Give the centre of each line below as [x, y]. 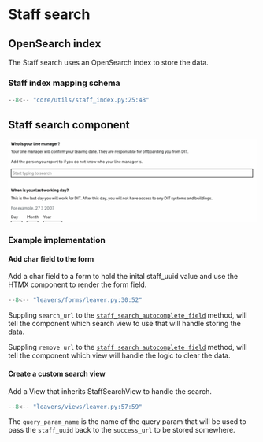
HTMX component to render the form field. [78, 284]
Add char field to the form [51, 258]
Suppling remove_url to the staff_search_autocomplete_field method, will [128, 347]
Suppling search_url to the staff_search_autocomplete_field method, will [128, 315]
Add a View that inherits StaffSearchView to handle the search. [110, 391]
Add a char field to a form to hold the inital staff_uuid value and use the [123, 277]
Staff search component [69, 125]
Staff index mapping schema [64, 83]
